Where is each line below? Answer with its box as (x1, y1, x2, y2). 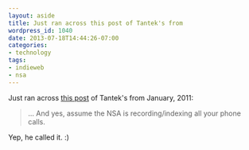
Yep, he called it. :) (8, 132, 70, 142)
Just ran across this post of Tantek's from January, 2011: (8, 93, 194, 102)
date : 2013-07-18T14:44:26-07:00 (8, 34, 119, 42)
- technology (8, 49, 52, 57)
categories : (8, 41, 48, 49)
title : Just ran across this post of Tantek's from (8, 19, 183, 27)
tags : (8, 57, 26, 65)
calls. (27, 116, 45, 126)
